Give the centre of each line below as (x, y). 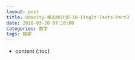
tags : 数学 (19, 34)
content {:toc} (32, 51)
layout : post (23, 12)
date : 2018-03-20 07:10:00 (40, 23)
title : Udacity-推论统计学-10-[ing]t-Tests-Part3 (68, 17)
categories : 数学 (27, 28)
